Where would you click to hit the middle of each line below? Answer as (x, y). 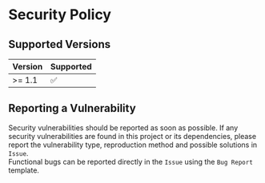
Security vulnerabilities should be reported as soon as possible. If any (123, 127)
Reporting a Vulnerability (72, 108)
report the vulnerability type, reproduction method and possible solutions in (133, 145)
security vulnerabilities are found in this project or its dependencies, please (132, 136)
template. (24, 170)
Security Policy (60, 15)
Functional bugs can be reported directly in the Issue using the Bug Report (131, 161)
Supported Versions (59, 44)
